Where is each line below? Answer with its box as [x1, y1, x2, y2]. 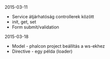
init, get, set [11, 19, 36, 25]
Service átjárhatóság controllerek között [11, 14, 94, 19]
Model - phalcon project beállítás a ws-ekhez [11, 43, 105, 49]
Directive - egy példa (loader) [11, 49, 73, 54]
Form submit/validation [11, 24, 59, 30]
